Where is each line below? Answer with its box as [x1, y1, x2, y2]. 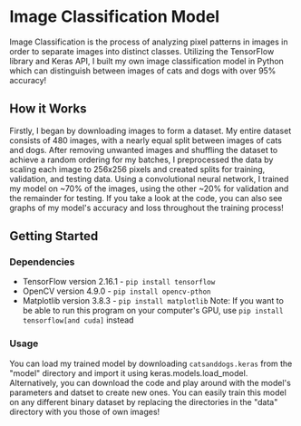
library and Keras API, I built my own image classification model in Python [9, 55, 284, 66]
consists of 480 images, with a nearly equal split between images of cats [9, 134, 283, 146]
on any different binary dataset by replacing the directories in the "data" [9, 396, 278, 407]
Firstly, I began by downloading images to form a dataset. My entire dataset [9, 125, 292, 136]
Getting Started [9, 228, 99, 244]
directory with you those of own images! [9, 406, 160, 417]
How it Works [9, 102, 87, 117]
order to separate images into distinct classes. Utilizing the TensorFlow [9, 45, 275, 56]
